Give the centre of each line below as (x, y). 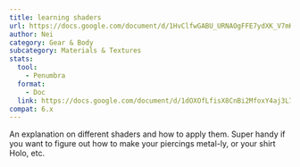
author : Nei (31, 34)
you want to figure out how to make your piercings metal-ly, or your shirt (142, 144)
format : (32, 84)
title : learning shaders (55, 17)
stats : (21, 59)
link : (28, 100)
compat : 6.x (31, 109)
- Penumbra (46, 76)
